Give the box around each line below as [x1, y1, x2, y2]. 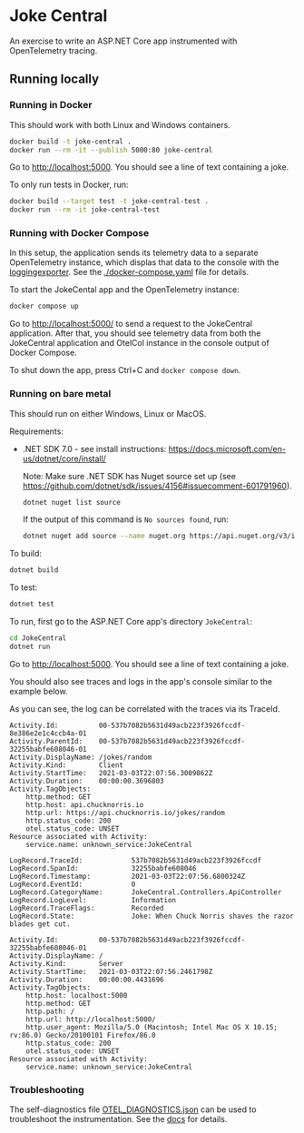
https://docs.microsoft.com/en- [168, 443, 286, 454]
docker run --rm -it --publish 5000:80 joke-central [9, 145, 213, 154]
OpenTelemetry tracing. [9, 44, 98, 55]
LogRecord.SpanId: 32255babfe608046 [9, 863, 197, 872]
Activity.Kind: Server [9, 959, 124, 968]
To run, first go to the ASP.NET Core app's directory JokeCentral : [9, 616, 252, 627]
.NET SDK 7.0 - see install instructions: [22, 443, 167, 454]
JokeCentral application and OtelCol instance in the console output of [9, 338, 270, 349]
